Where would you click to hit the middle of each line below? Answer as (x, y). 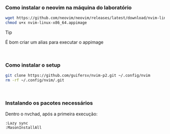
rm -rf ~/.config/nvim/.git (35, 80)
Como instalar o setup (33, 65)
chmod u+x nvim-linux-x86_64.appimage (46, 23)
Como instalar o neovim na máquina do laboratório (69, 8)
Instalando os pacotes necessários (49, 103)
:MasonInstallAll (24, 128)
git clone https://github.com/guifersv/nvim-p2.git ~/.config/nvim (78, 76)
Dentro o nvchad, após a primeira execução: (51, 114)
